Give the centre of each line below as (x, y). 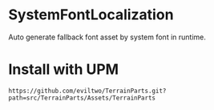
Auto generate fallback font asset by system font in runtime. (107, 37)
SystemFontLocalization (91, 15)
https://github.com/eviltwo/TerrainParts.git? (87, 91)
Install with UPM (63, 69)
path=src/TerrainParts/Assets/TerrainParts (82, 98)
